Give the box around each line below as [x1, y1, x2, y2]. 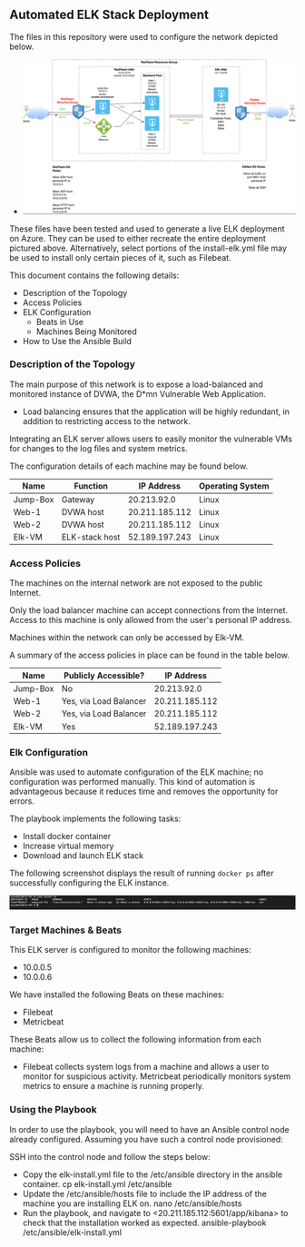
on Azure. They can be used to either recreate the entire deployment [9, 233, 266, 243]
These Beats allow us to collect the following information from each [9, 1034, 261, 1045]
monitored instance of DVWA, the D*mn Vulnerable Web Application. [9, 388, 266, 399]
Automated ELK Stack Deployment [9, 7, 209, 23]
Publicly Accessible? [63, 669, 145, 680]
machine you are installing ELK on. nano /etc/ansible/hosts [22, 1198, 242, 1209]
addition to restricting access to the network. [22, 415, 191, 426]
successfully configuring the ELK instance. [9, 877, 170, 888]
